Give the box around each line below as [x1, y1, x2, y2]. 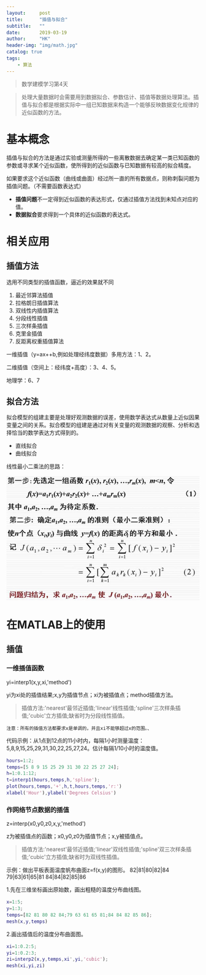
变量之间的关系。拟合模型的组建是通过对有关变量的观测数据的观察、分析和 [6, 421, 194, 429]
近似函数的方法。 [21, 108, 65, 116]
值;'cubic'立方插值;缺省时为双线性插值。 [21, 853, 123, 861]
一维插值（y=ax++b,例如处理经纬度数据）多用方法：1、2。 [6, 350, 154, 358]
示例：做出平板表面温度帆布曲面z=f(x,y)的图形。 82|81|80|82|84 [6, 866, 170, 874]
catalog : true [6, 49, 43, 55]
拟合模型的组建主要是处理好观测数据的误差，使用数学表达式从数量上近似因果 [6, 413, 200, 421]
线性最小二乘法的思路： [6, 463, 66, 470]
